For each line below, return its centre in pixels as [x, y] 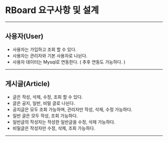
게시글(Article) [27, 84]
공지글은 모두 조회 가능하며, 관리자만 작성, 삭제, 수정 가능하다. [72, 109]
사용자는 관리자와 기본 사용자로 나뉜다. [50, 55]
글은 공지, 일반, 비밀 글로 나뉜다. [44, 103]
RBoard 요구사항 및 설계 [52, 10]
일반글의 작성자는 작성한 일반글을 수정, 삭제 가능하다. [64, 122]
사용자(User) [24, 36]
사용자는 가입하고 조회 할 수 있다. [44, 49]
